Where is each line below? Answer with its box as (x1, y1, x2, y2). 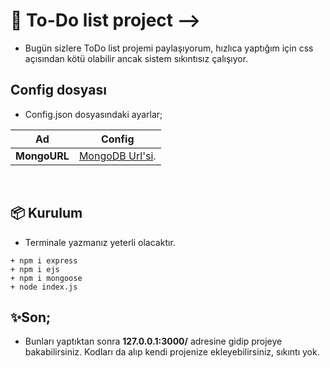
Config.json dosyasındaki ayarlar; (24, 108, 163, 120)
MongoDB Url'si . (78, 149, 157, 163)
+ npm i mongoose (10, 273, 83, 283)
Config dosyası (10, 82, 107, 99)
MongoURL (15, 149, 70, 163)
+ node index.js (10, 282, 78, 292)
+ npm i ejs (10, 264, 60, 274)
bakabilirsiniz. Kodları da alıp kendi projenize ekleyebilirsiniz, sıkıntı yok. (24, 346, 320, 358)
